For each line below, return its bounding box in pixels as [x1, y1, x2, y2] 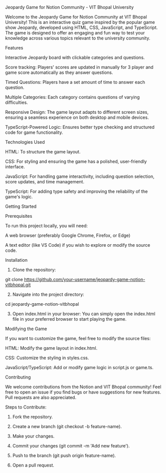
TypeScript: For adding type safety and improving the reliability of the [5, 188, 148, 194]
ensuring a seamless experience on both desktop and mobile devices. [5, 114, 149, 120]
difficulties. [5, 99, 28, 105]
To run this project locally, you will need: [5, 223, 88, 229]
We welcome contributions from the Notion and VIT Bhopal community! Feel [5, 384, 162, 390]
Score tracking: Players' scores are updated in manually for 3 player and [5, 64, 154, 70]
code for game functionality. [5, 129, 63, 135]
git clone [5, 277, 23, 282]
